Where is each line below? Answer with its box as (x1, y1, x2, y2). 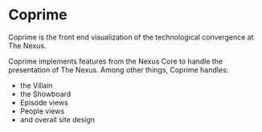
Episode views (19, 97, 68, 107)
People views (19, 106, 65, 116)
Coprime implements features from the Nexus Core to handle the (8, 56, 223, 66)
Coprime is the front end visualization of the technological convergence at (8, 32, 255, 42)
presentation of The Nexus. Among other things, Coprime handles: (8, 64, 229, 74)
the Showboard (19, 89, 72, 98)
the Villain (19, 80, 54, 90)
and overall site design (19, 114, 95, 124)
